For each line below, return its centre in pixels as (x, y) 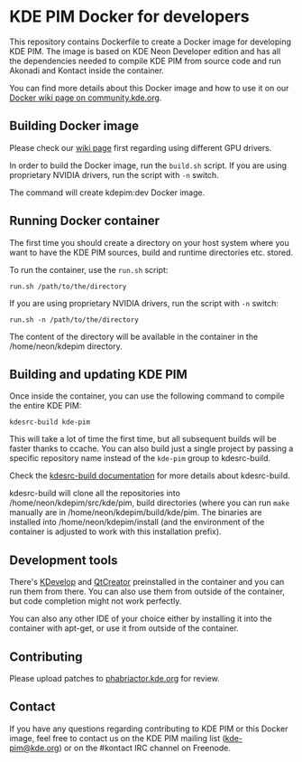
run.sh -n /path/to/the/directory (74, 320)
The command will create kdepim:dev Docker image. (107, 193)
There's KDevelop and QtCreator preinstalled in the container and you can (147, 582)
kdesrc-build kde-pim (50, 422)
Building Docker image (74, 126)
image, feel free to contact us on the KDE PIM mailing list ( (117, 738)
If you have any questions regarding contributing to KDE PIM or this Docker (149, 729)
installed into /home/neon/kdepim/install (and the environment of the (137, 522)
